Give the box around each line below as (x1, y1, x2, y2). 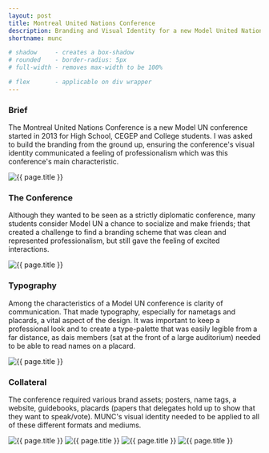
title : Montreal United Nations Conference (8, 19, 156, 27)
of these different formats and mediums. (8, 420, 142, 430)
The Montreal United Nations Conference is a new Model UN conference (8, 123, 248, 132)
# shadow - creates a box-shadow (8, 49, 134, 57)
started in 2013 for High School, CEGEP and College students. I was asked (8, 131, 254, 141)
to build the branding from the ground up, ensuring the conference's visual (8, 140, 255, 149)
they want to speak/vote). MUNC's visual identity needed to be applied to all (8, 411, 260, 421)
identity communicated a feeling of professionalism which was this (8, 148, 228, 158)
